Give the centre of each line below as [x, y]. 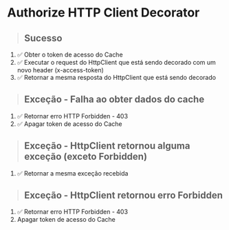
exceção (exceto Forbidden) [86, 157]
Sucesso [43, 38]
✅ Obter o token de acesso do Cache [70, 54]
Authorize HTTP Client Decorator [103, 13]
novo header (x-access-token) [61, 70]
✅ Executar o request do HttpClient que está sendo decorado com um [117, 62]
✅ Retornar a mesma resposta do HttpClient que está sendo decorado [117, 77]
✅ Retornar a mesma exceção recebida [73, 173]
